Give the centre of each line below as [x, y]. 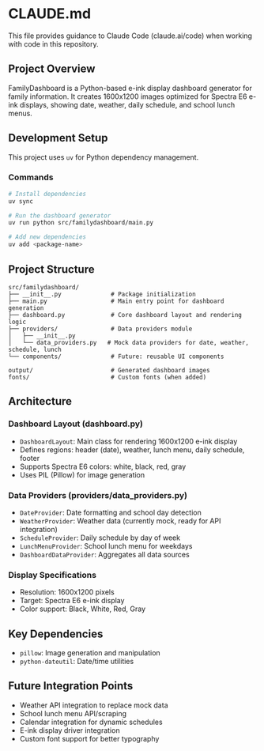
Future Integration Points [71, 686]
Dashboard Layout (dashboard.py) [76, 424]
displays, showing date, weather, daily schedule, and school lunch [127, 104]
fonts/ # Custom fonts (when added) [107, 377]
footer [30, 458]
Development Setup [58, 138]
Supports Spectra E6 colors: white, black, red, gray [103, 466]
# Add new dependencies [47, 237]
